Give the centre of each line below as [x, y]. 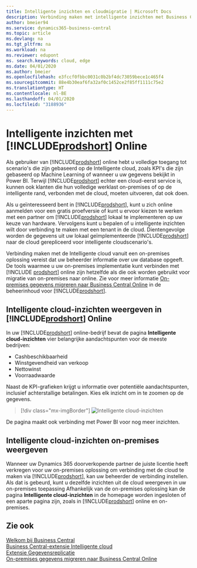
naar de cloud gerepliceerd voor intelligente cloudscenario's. [80, 242]
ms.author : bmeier [28, 72]
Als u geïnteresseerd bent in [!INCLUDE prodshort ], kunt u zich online [89, 205]
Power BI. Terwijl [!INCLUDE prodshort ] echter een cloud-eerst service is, [94, 181]
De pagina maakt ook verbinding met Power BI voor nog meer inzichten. [93, 422]
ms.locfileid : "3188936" [36, 104]
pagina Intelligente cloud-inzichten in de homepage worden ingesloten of [96, 495]
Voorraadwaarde [35, 375]
